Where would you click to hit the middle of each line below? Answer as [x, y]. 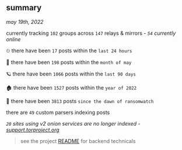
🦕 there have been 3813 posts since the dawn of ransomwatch [80, 101]
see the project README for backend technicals [78, 141]
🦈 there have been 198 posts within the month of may [69, 62]
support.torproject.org [33, 130]
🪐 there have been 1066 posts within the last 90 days [71, 74]
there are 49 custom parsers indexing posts [58, 112]
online [13, 39]
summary [24, 8]
